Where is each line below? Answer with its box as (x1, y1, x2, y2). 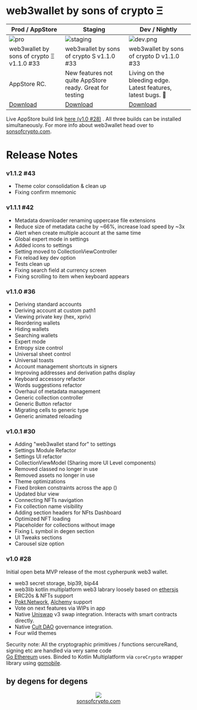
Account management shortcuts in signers (14, 363, 118, 370)
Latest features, (128, 83, 172, 91)
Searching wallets (14, 332, 58, 339)
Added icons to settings (14, 241, 72, 248)
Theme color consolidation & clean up (14, 183, 107, 190)
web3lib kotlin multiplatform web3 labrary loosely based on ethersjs (14, 586, 179, 593)
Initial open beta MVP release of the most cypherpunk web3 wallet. (6, 568, 168, 575)
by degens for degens (6, 677, 88, 686)
